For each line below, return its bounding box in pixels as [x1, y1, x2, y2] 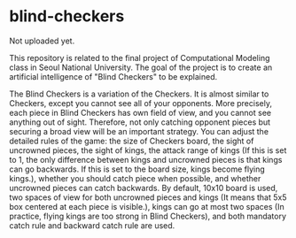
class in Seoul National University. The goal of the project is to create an [9, 62, 273, 73]
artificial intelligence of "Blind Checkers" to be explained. [9, 71, 218, 81]
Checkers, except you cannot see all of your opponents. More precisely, [9, 97, 273, 108]
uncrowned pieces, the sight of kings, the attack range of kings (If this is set [9, 144, 287, 156]
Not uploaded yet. [9, 35, 75, 46]
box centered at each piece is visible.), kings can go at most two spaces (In [9, 201, 285, 211]
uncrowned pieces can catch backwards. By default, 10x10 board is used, [9, 182, 278, 193]
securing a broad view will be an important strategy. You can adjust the [9, 126, 269, 136]
